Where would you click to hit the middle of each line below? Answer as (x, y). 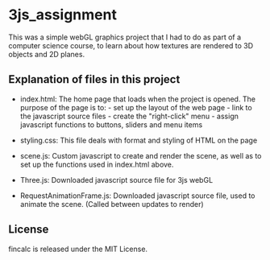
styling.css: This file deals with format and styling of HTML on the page (139, 140)
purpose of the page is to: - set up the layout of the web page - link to (136, 107)
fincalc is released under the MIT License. (78, 249)
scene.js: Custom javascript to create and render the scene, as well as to (141, 155)
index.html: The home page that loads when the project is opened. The (138, 99)
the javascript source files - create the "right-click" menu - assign (129, 116)
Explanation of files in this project (94, 79)
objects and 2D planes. (47, 54)
